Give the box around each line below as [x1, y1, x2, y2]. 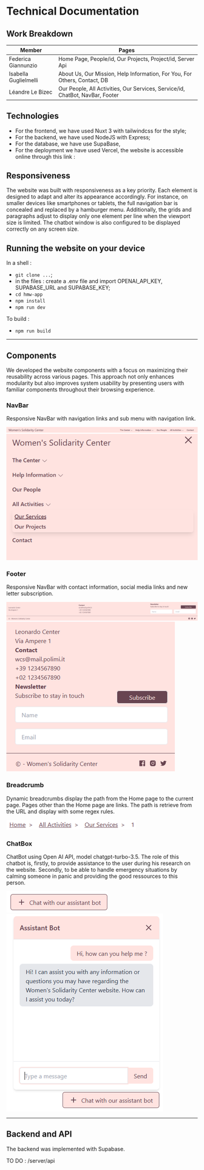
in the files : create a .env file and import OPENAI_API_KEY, [15, 278, 163, 285]
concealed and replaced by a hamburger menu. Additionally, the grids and [6, 206, 192, 214]
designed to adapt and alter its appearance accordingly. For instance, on [6, 193, 188, 200]
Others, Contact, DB [58, 77, 108, 83]
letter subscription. [6, 590, 53, 597]
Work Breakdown [6, 29, 73, 39]
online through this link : [15, 153, 76, 160]
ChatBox [6, 839, 32, 847]
